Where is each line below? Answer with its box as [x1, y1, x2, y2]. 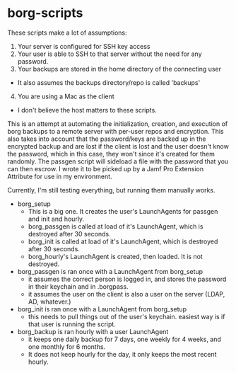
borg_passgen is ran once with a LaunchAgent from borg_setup [17, 267, 203, 275]
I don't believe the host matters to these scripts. [17, 105, 157, 114]
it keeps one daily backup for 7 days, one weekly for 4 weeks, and [28, 335, 221, 343]
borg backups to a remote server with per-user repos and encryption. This [7, 127, 224, 135]
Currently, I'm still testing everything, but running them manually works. [7, 185, 216, 194]
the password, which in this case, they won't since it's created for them [7, 149, 216, 158]
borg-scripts [7, 5, 83, 21]
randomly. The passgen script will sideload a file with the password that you [7, 157, 229, 166]
